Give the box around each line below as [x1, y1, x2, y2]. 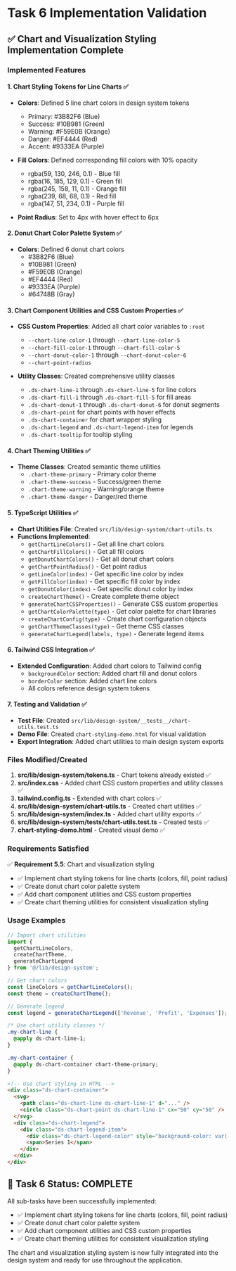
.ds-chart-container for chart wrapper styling [27, 415, 162, 424]
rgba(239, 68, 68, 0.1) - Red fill [27, 191, 117, 200]
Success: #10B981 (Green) [27, 120, 105, 128]
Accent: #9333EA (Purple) [27, 142, 105, 151]
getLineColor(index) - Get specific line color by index [27, 569, 184, 578]
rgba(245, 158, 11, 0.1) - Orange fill [27, 184, 126, 193]
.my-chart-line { [7, 1029, 58, 1036]
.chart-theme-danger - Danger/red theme [27, 493, 147, 501]
